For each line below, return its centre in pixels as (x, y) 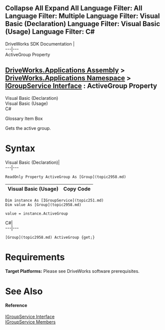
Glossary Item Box (24, 118)
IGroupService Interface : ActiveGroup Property (81, 86)
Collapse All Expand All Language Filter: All (74, 8)
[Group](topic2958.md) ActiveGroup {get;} (50, 237)
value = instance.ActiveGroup (37, 213)
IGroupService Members (30, 322)
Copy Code (77, 189)
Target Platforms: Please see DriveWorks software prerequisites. (72, 271)
